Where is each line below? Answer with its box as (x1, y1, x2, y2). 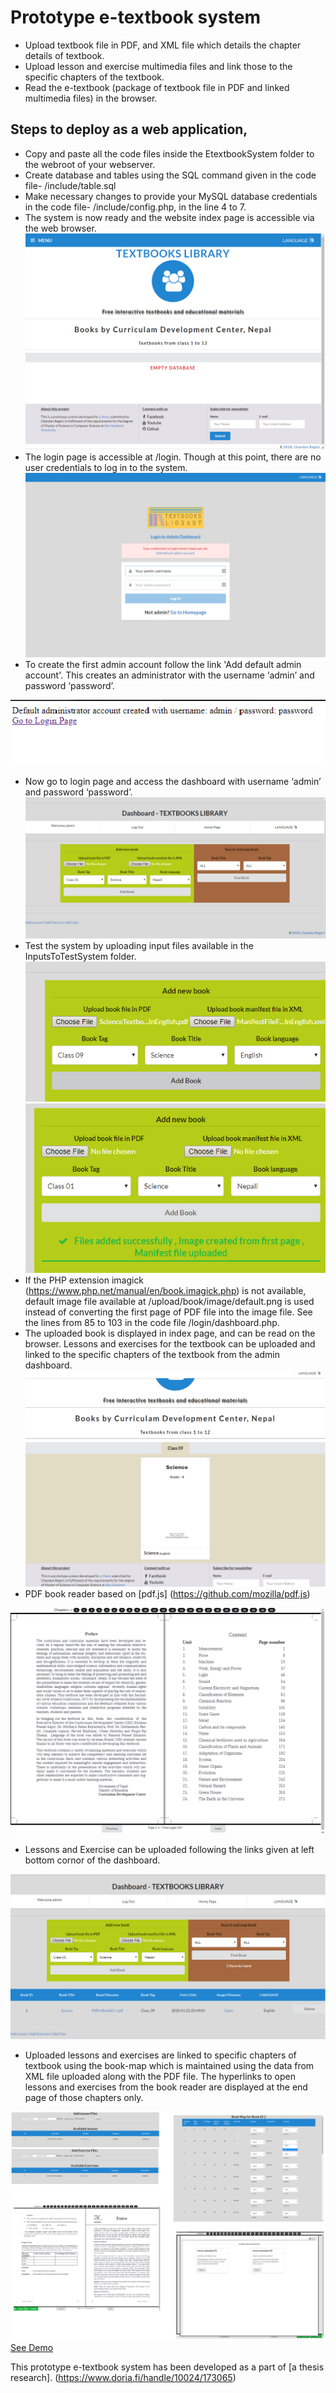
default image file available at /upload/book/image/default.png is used (24, 1295, 315, 1307)
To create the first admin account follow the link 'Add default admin (24, 658, 302, 670)
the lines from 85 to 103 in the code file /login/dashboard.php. (24, 1316, 280, 1328)
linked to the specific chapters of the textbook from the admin (24, 1348, 280, 1360)
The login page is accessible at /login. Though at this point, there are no (24, 451, 322, 463)
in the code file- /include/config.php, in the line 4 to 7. (24, 201, 247, 213)
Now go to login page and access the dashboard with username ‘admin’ (24, 775, 322, 787)
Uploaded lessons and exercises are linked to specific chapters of (24, 2049, 297, 2061)
